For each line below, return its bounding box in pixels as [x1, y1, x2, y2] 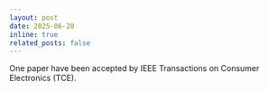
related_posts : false [9, 38, 91, 48]
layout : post [9, 13, 59, 23]
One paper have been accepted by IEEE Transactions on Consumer [9, 63, 260, 74]
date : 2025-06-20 [9, 22, 75, 31]
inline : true [9, 30, 59, 39]
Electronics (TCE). [9, 73, 77, 84]
